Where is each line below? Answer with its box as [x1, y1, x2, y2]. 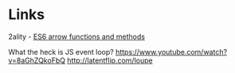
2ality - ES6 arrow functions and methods [8, 32, 146, 41]
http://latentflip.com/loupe [67, 56, 153, 65]
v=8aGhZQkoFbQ [8, 56, 66, 65]
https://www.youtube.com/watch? [115, 47, 228, 56]
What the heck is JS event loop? [8, 47, 114, 56]
